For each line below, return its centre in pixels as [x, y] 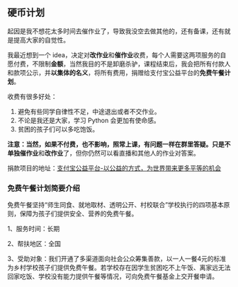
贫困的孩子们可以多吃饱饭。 [58, 129]
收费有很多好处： [32, 96]
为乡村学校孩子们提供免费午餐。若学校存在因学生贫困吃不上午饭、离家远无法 [119, 268]
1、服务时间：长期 [34, 229]
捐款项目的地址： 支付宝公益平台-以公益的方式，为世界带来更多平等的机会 [114, 168]
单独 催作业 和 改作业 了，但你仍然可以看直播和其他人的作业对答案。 [103, 153]
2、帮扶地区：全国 [34, 244]
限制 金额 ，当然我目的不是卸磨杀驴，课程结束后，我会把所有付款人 [134, 64]
